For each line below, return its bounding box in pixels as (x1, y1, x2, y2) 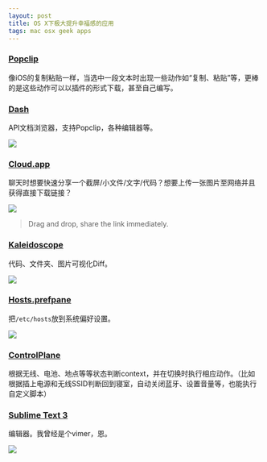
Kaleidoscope (8, 239, 64, 251)
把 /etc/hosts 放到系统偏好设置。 (8, 314, 115, 323)
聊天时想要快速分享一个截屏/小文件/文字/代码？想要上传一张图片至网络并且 (8, 178, 256, 188)
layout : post (8, 11, 52, 20)
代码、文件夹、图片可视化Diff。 (8, 259, 113, 268)
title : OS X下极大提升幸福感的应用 (8, 19, 114, 27)
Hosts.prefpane (8, 294, 72, 306)
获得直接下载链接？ (8, 188, 72, 198)
